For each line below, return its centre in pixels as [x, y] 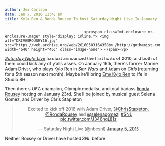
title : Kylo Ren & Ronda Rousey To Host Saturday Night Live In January [81, 19]
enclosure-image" [23, 37]
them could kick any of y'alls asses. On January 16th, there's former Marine [82, 64]
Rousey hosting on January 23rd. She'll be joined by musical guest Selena [80, 94]
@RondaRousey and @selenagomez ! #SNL [89, 114]
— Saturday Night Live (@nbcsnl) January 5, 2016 [88, 129]
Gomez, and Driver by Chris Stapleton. [44, 99]
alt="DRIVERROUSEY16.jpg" [31, 41]
